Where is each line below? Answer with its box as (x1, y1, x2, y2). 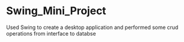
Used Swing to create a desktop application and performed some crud (6, 24, 179, 31)
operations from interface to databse (6, 30, 96, 37)
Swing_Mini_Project (6, 4, 107, 18)
